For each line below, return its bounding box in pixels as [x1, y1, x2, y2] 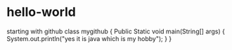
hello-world [6, 4, 77, 20]
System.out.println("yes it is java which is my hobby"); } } [6, 34, 172, 42]
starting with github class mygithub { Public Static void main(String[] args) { [6, 27, 226, 35]
